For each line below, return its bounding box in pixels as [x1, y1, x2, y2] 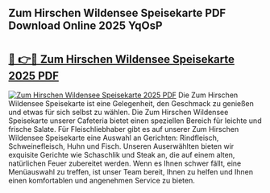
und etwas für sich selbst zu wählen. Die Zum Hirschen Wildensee [8, 108, 229, 117]
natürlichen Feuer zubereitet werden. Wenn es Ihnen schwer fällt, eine [8, 158, 242, 168]
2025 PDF [8, 68, 59, 83]
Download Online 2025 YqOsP [8, 19, 163, 33]
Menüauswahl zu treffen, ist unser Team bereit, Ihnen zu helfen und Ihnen [8, 167, 254, 176]
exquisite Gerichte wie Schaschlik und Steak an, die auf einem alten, [8, 150, 235, 159]
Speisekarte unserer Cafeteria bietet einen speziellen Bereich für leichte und [8, 116, 262, 125]
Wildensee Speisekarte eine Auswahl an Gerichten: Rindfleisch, [8, 133, 219, 142]
